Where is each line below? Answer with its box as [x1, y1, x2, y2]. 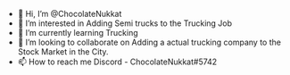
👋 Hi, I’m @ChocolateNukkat [17, 9, 122, 19]
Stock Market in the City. [17, 46, 109, 57]
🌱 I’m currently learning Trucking [17, 28, 138, 37]
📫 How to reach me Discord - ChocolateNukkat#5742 [17, 56, 218, 67]
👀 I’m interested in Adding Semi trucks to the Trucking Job [17, 18, 233, 29]
